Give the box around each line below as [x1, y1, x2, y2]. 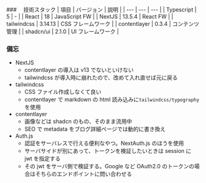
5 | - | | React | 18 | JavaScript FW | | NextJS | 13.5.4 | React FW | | [6, 13, 174, 20]
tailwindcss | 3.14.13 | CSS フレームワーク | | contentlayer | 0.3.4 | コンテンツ [6, 20, 200, 27]
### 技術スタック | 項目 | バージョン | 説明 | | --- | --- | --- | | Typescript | [6, 6, 197, 13]
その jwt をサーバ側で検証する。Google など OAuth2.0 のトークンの [24, 163, 195, 170]
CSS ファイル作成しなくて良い [24, 88, 102, 96]
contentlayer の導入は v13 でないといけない [24, 66, 134, 74]
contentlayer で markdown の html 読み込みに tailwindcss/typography [24, 96, 199, 103]
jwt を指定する [24, 155, 61, 162]
